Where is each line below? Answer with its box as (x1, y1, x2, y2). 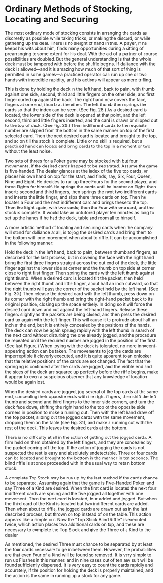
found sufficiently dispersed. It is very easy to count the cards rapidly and (5, 562, 153, 568)
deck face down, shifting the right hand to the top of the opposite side (5, 404, 145, 410)
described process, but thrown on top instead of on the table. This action (5, 511, 152, 517)
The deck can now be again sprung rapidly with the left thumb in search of (5, 327, 155, 333)
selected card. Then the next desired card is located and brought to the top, (5, 133, 157, 139)
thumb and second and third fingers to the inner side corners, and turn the (5, 399, 154, 405)
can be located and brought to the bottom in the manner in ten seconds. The (5, 455, 159, 461)
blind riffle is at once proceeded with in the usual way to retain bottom (5, 460, 145, 466)
